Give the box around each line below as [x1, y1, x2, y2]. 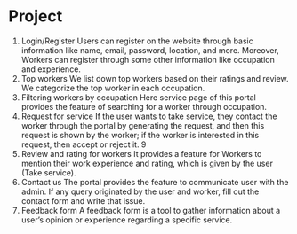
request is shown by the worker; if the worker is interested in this [20, 129, 260, 140]
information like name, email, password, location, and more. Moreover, [20, 44, 279, 55]
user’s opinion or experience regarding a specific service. [20, 214, 233, 225]
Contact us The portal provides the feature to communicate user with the [20, 176, 289, 187]
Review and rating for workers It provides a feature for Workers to [20, 148, 262, 159]
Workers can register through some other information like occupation [20, 54, 275, 65]
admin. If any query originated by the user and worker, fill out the [20, 186, 260, 197]
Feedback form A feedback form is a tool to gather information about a [20, 205, 281, 215]
